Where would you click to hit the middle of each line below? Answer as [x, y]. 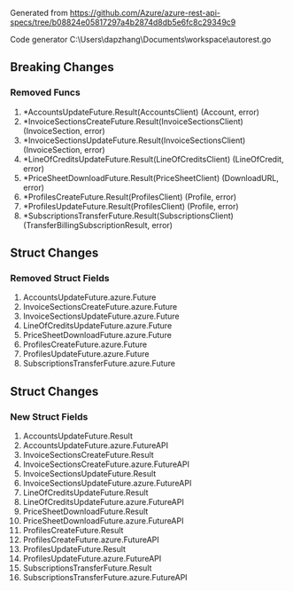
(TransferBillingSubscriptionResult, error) [98, 225]
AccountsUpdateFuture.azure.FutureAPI [96, 445]
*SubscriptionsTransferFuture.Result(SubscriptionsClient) [128, 216]
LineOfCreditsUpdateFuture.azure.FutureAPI [103, 502]
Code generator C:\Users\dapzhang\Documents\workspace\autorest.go [141, 39]
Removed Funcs [45, 92]
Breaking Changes [62, 67]
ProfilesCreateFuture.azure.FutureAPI [91, 540]
